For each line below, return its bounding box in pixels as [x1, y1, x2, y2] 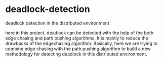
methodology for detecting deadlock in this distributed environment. [5, 51, 148, 57]
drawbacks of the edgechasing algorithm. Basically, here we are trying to [5, 40, 158, 46]
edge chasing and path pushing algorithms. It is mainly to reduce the [5, 35, 148, 41]
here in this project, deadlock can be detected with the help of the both [5, 29, 154, 35]
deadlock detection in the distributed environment [5, 20, 110, 26]
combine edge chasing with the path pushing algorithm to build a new [5, 45, 151, 51]
